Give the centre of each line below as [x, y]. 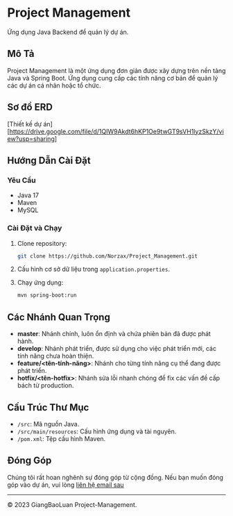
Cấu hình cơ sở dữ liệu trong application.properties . [93, 269]
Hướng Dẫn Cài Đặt [49, 160]
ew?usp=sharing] [32, 139]
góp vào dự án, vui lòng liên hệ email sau [66, 485]
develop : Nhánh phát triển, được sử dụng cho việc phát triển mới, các [117, 349]
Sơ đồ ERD [30, 107]
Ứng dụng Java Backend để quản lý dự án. [68, 32]
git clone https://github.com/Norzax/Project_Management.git [107, 256]
